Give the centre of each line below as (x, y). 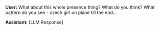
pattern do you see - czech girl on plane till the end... (61, 12)
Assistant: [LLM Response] (35, 22)
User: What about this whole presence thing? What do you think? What (80, 7)
